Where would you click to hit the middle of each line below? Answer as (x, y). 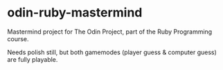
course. (18, 38)
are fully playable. (33, 59)
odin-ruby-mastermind (75, 13)
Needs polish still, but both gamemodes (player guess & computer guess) (112, 52)
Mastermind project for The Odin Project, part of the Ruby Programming (110, 32)
